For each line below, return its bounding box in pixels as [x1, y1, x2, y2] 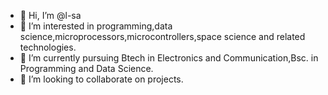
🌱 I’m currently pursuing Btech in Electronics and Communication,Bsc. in [19, 52, 319, 64]
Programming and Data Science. [19, 63, 154, 74]
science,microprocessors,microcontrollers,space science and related [19, 31, 306, 42]
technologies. [19, 41, 77, 53]
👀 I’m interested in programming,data [19, 20, 173, 32]
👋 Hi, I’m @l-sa [19, 10, 82, 21]
